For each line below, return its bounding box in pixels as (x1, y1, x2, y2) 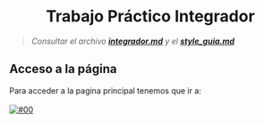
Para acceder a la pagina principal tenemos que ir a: (9, 85, 201, 95)
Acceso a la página (9, 61, 117, 77)
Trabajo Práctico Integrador (46, 6, 255, 27)
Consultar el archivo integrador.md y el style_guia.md (30, 36, 235, 46)
